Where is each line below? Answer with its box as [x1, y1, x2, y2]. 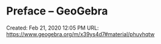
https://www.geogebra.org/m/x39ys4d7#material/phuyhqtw [6, 30, 155, 37]
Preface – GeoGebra [6, 4, 108, 18]
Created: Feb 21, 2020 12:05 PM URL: [6, 24, 99, 31]
